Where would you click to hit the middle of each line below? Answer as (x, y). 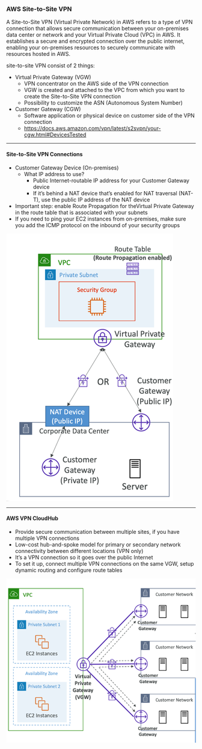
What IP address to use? (54, 174)
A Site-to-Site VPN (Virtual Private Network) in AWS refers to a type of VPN (99, 22)
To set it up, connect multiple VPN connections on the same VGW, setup (104, 563)
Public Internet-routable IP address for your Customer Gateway (111, 180)
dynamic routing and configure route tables (69, 570)
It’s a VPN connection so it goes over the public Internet (84, 557)
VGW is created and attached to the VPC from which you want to (104, 90)
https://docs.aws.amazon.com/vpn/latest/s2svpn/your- (92, 129)
